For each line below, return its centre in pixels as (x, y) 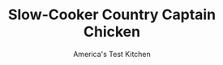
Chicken (112, 32)
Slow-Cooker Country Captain (112, 15)
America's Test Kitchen (112, 54)
